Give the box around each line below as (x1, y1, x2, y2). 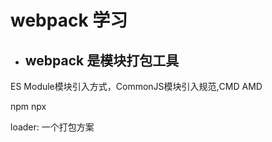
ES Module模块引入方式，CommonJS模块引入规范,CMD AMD (10, 81, 263, 92)
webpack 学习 (10, 9, 128, 32)
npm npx (10, 101, 47, 112)
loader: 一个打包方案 (10, 121, 95, 133)
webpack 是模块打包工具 (24, 52, 180, 69)
